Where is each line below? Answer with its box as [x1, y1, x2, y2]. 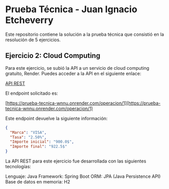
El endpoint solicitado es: [5, 90, 58, 96]
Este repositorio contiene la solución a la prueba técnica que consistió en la [5, 31, 164, 37]
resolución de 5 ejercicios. [5, 37, 61, 43]
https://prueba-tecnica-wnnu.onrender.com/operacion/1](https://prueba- [7, 100, 161, 106]
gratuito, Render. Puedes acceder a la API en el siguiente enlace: [5, 70, 141, 76]
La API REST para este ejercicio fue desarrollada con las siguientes [5, 158, 147, 164]
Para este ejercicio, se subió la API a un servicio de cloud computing [5, 65, 150, 71]
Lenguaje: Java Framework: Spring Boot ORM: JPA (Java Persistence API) [5, 173, 161, 179]
